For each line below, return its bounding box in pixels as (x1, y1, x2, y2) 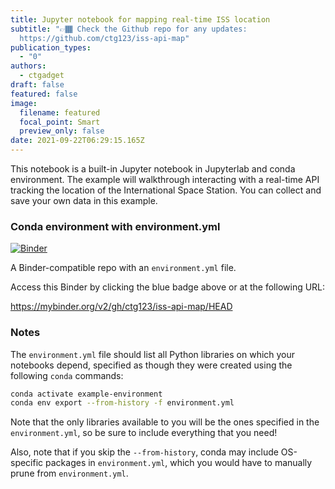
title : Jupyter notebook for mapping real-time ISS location (10, 14, 271, 25)
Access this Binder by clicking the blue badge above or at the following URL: (10, 281, 326, 293)
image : (10, 98, 38, 108)
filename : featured (19, 107, 101, 118)
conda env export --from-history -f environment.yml (10, 398, 235, 408)
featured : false (10, 89, 78, 99)
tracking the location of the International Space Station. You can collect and (10, 184, 322, 196)
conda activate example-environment (10, 389, 163, 399)
